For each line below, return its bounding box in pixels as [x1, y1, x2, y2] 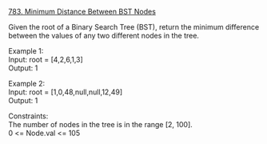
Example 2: [8, 79, 46, 88]
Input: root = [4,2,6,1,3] [8, 55, 84, 64]
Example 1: [8, 46, 44, 55]
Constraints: [8, 111, 49, 121]
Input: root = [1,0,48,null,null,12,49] [8, 87, 123, 97]
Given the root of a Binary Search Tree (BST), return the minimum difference [8, 22, 260, 31]
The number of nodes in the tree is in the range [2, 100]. [8, 120, 193, 129]
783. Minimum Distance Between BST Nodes [8, 7, 156, 16]
